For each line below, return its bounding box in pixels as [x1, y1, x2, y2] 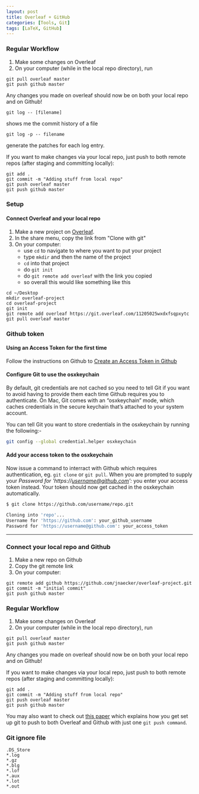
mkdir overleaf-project [6, 295, 65, 301]
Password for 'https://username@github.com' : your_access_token [6, 523, 168, 529]
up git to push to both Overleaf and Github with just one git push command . [6, 719, 188, 726]
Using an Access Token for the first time [6, 345, 107, 352]
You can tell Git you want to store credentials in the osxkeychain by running [6, 421, 190, 428]
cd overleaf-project [6, 300, 57, 306]
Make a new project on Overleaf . [14, 228, 95, 235]
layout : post [6, 8, 38, 15]
